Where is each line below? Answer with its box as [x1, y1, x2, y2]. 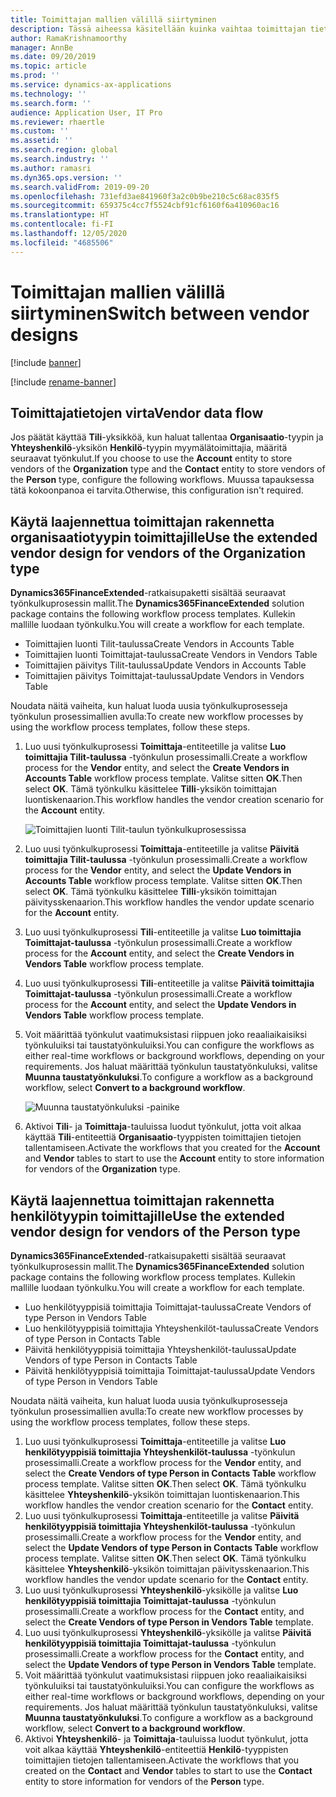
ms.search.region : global [10, 145, 118, 155]
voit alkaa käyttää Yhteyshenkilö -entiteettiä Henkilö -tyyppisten [24, 1744, 289, 1755]
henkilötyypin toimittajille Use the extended [10, 1207, 285, 1225]
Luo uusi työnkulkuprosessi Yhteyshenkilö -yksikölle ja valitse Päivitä [24, 1627, 312, 1638]
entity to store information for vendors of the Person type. [24, 1776, 265, 1787]
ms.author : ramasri [10, 163, 92, 173]
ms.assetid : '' [10, 136, 74, 146]
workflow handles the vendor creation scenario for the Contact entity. [24, 1499, 314, 1511]
